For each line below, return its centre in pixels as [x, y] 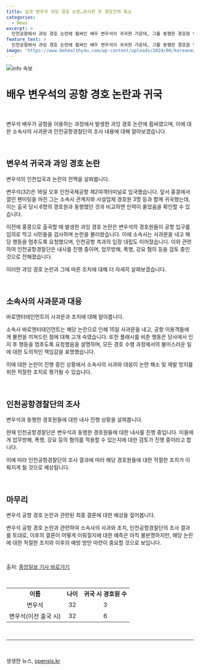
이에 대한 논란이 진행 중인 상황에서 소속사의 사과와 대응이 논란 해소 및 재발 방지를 [100, 365]
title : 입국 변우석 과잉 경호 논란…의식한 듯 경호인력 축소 [69, 12]
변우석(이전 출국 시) [35, 616]
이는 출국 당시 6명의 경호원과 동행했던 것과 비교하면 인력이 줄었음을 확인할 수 [95, 206]
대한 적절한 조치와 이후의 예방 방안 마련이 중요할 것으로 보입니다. [87, 542]
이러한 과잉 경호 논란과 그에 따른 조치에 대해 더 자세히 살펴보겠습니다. [86, 269]
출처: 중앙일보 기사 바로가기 [38, 567]
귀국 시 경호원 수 [105, 594]
